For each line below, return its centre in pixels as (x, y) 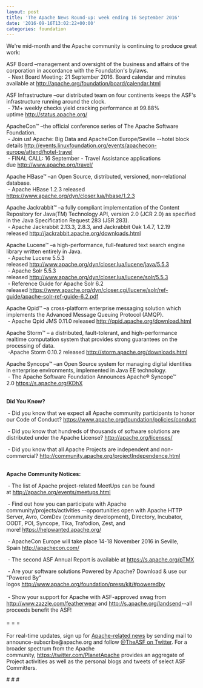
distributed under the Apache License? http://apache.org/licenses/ (89, 438)
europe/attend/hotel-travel (39, 152)
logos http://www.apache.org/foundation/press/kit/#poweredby (86, 584)
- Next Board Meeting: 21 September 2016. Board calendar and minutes (97, 77)
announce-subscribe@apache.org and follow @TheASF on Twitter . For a (97, 642)
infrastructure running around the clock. (56, 102)
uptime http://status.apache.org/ (47, 114)
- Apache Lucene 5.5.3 (36, 258)
